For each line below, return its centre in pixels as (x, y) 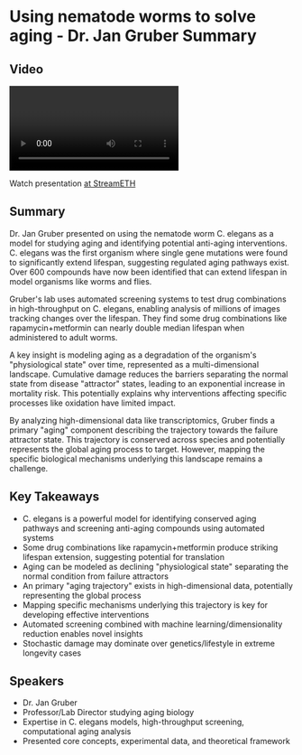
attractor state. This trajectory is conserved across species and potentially (147, 439)
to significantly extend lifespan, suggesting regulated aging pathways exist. (150, 262)
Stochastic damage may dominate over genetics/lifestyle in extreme (148, 643)
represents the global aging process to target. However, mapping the (137, 449)
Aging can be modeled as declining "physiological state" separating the (155, 566)
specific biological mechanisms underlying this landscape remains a (136, 459)
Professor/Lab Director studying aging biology (108, 713)
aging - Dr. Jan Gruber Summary (133, 36)
